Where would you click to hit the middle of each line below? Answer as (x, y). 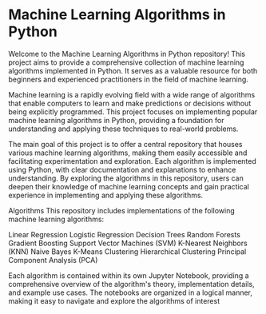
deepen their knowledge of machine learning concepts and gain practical (129, 186)
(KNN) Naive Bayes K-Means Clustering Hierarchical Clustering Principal (127, 251)
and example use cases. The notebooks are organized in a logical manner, (131, 292)
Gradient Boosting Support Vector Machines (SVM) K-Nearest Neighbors (128, 243)
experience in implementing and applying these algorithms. (106, 195)
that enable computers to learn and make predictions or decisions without (130, 103)
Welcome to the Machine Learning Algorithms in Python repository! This (127, 54)
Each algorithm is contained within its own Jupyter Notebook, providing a (129, 275)
